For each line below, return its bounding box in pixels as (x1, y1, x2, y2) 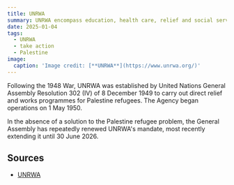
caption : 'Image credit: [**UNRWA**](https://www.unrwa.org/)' (13, 62, 201, 69)
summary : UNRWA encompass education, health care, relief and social (7, 17, 214, 24)
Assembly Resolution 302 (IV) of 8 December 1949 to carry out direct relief (7, 89, 223, 97)
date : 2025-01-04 (7, 23, 58, 30)
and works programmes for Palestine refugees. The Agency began (7, 96, 198, 105)
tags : (7, 29, 23, 37)
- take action (13, 43, 54, 50)
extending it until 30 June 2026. (7, 132, 99, 140)
